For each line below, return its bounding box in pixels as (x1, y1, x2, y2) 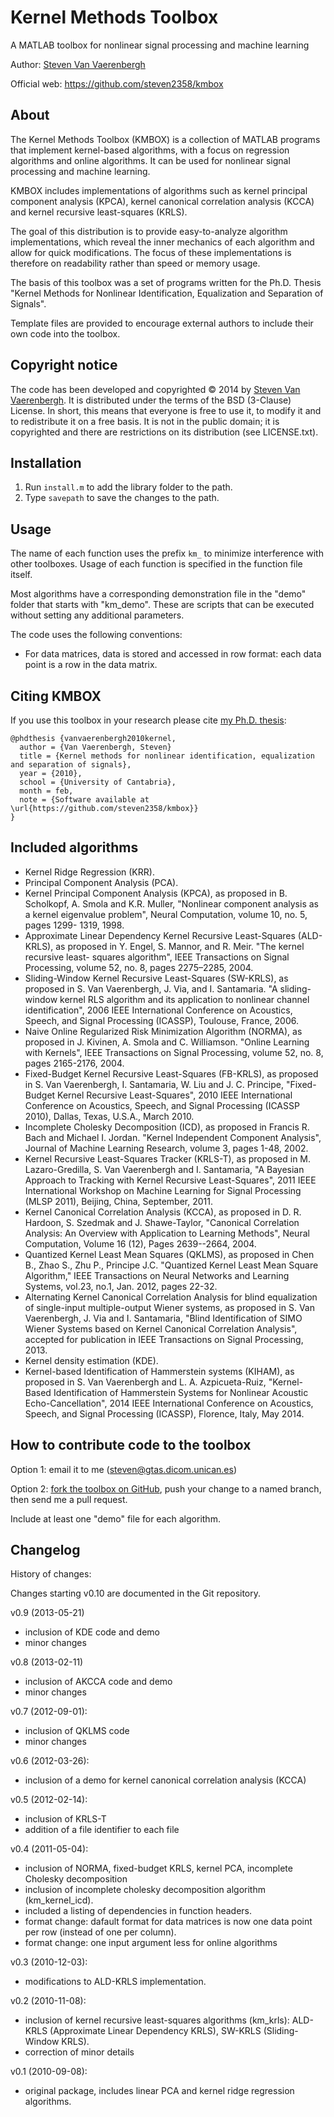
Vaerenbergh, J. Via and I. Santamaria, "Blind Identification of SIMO (24, 1312, 303, 1324)
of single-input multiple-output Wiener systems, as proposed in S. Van (24, 1301, 315, 1313)
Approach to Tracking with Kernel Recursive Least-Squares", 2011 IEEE (24, 1174, 317, 1186)
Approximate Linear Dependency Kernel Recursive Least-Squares (24, 929, 296, 941)
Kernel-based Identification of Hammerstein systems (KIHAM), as (24, 1365, 295, 1377)
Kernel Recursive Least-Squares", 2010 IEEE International (57, 1089, 293, 1101)
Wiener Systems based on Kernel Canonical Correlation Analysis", (24, 1322, 298, 1335)
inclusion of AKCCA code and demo (24, 1676, 173, 1688)
